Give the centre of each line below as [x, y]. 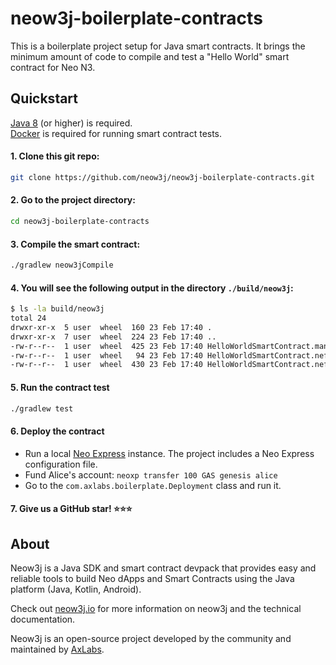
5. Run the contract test [60, 387]
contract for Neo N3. [53, 67]
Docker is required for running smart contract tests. [116, 133]
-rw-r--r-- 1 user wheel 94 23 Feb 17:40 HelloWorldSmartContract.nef [169, 355]
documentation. [43, 619]
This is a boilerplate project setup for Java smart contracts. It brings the [158, 46]
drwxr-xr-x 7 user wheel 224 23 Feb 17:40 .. [113, 337]
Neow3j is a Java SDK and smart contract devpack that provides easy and [163, 568]
